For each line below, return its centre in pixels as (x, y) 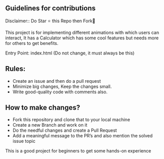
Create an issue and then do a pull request (57, 81)
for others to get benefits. (32, 43)
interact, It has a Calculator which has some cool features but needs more (82, 38)
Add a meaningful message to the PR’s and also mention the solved (83, 136)
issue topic (24, 141)
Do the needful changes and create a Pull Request (65, 130)
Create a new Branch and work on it (50, 125)
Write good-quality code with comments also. (60, 92)
